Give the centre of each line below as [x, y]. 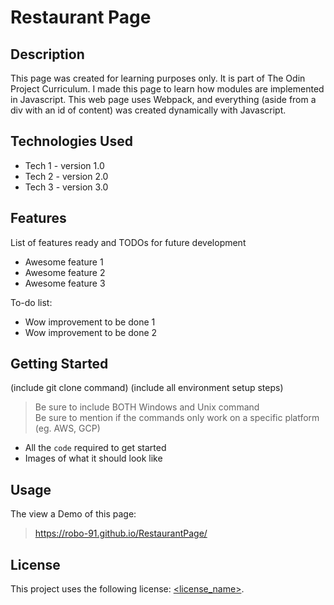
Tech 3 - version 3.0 [66, 187]
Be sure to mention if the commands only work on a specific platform [177, 418]
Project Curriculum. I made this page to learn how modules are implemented [167, 89]
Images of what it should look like [93, 458]
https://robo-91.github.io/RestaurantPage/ [121, 533]
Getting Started [59, 364]
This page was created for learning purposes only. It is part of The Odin [158, 78]
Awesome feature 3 [65, 283]
